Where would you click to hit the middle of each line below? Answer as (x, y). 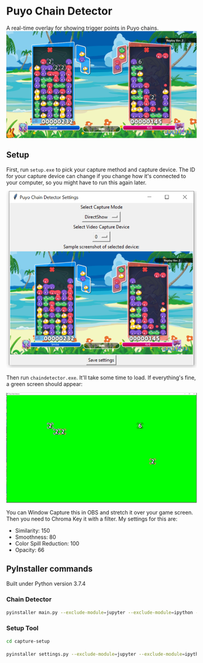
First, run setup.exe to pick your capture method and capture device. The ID (101, 169)
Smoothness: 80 (35, 537)
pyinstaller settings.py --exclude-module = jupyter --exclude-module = (96, 654)
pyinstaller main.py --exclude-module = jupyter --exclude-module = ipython (100, 612)
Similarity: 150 (32, 530)
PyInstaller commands (50, 569)
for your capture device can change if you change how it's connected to (96, 176)
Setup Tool (22, 628)
